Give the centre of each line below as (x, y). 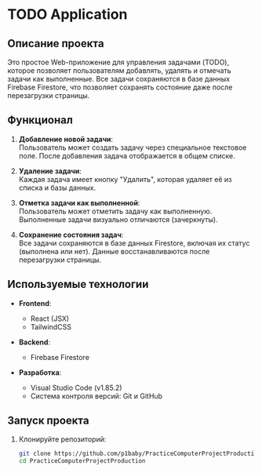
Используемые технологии (78, 284)
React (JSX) (50, 318)
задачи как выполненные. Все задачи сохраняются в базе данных (119, 79)
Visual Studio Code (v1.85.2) (76, 387)
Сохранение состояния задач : (71, 235)
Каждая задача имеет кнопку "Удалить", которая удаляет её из (125, 179)
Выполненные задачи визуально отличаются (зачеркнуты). (118, 219)
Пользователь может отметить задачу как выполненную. (115, 211)
